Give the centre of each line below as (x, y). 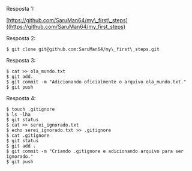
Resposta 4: (21, 98)
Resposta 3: (21, 60)
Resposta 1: (20, 9)
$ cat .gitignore (28, 136)
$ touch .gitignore (31, 109)
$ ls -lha (19, 115)
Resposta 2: (21, 38)
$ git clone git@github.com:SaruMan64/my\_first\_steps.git (83, 49)
